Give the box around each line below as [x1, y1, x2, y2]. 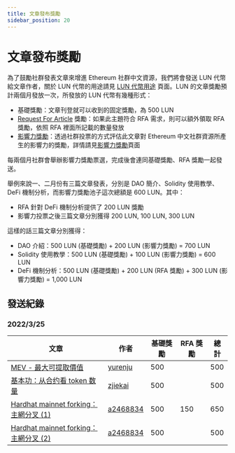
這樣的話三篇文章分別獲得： [7, 227, 87, 235]
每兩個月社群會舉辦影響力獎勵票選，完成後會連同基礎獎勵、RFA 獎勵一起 [7, 155, 217, 165]
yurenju [107, 362, 133, 372]
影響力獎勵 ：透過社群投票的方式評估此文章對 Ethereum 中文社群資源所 [17, 132, 220, 141]
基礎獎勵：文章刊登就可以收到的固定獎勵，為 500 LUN [17, 106, 174, 114]
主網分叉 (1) [10, 410, 51, 420]
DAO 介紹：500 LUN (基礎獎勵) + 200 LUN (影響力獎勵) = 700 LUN [17, 242, 211, 250]
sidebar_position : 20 [7, 17, 71, 24]
